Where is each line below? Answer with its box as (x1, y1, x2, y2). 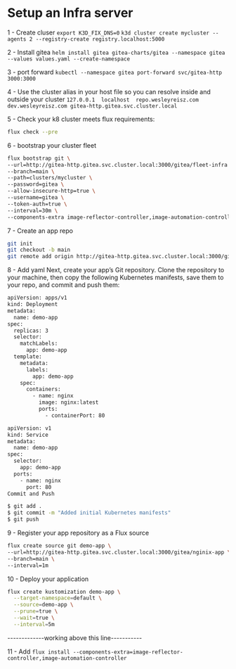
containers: (25, 386, 61, 393)
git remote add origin (7, 253, 74, 260)
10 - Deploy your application (7, 575, 89, 583)
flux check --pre (7, 128, 58, 135)
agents (7, 35, 27, 43)
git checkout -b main (7, 246, 71, 254)
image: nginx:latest (38, 399, 99, 406)
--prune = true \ (13, 608, 58, 615)
